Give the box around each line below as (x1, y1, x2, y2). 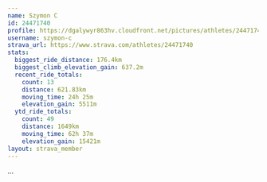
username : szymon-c (7, 33, 73, 42)
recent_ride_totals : (14, 71, 83, 79)
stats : (7, 48, 29, 56)
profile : (7, 26, 37, 34)
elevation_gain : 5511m (22, 100, 97, 108)
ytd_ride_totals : (14, 108, 73, 116)
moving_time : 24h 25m (22, 93, 93, 101)
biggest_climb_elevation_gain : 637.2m (14, 64, 144, 72)
